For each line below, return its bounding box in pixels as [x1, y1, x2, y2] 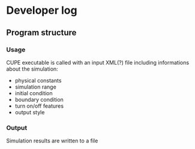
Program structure [6, 28, 77, 38]
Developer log [6, 4, 77, 17]
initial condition [14, 89, 53, 96]
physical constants [14, 77, 62, 84]
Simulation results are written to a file [6, 137, 98, 144]
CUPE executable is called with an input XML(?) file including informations [6, 59, 190, 66]
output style [14, 108, 45, 115]
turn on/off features [14, 102, 64, 110]
